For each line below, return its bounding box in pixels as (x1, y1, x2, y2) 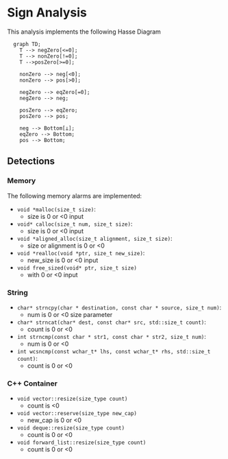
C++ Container (7, 379, 58, 388)
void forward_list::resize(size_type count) (16, 439, 147, 447)
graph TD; (13, 40, 41, 47)
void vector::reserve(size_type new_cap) (16, 410, 137, 417)
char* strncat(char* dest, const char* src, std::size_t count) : (16, 318, 207, 326)
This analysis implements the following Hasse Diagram (7, 27, 161, 36)
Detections (7, 156, 55, 167)
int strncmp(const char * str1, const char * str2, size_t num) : (16, 332, 207, 340)
